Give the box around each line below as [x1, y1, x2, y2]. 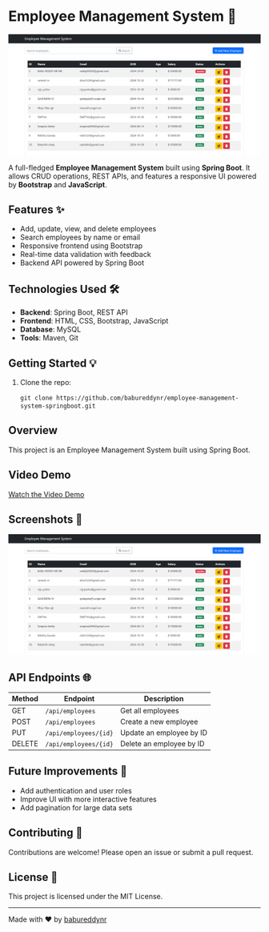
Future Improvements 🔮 [8, 765, 128, 778]
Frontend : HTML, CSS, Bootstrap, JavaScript [19, 316, 169, 326]
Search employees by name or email [19, 232, 141, 243]
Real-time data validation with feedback [19, 250, 151, 259]
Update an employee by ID [119, 728, 208, 737]
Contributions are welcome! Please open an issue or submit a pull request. [8, 847, 254, 857]
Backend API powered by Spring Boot [19, 258, 144, 267]
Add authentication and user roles [19, 785, 132, 795]
